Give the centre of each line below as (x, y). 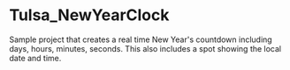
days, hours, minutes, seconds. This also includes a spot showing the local (145, 48)
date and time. (35, 58)
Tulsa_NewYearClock (89, 15)
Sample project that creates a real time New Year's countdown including (141, 39)
